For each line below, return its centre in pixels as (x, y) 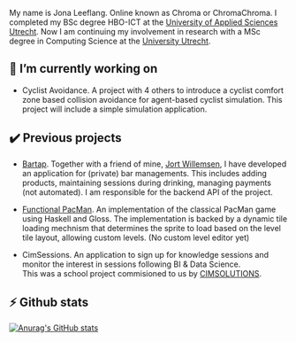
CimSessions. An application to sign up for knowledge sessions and (145, 254)
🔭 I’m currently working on (83, 69)
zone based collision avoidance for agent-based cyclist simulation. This (152, 99)
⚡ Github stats (49, 303)
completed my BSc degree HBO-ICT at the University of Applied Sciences (144, 22)
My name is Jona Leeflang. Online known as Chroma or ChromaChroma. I (143, 13)
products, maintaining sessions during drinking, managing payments (147, 183)
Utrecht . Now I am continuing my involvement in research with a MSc (135, 31)
